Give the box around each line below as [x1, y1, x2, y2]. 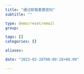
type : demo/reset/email [5, 21, 55, 26]
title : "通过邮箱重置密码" [5, 7, 55, 12]
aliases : [5, 48, 23, 53]
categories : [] [5, 39, 37, 44]
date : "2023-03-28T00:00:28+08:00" [5, 57, 79, 62]
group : [5, 25, 19, 30]
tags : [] [5, 34, 23, 40]
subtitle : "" [5, 12, 32, 17]
